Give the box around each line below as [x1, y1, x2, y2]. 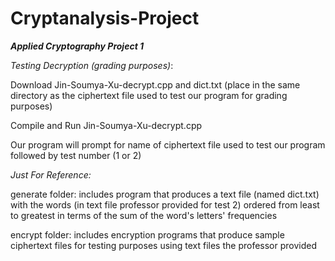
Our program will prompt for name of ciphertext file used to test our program [10, 138, 326, 151]
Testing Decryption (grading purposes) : [10, 59, 174, 71]
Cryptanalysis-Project [10, 7, 200, 30]
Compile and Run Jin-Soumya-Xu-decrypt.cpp [10, 119, 203, 131]
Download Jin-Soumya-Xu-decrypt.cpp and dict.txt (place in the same [10, 78, 301, 91]
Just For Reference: [10, 168, 92, 181]
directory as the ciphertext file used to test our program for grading [10, 89, 288, 101]
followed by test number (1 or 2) [10, 149, 142, 161]
